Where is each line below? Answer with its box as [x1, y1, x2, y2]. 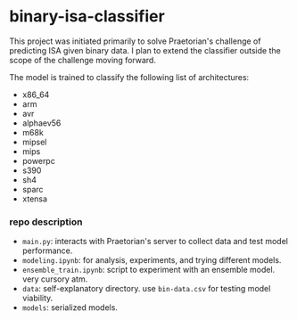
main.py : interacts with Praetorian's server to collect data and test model [21, 236, 288, 247]
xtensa [21, 193, 47, 204]
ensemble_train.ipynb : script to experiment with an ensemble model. [21, 265, 276, 275]
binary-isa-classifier [9, 6, 165, 27]
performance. [21, 245, 73, 256]
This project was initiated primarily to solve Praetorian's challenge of [9, 36, 261, 46]
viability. [21, 292, 54, 304]
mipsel [21, 136, 47, 147]
